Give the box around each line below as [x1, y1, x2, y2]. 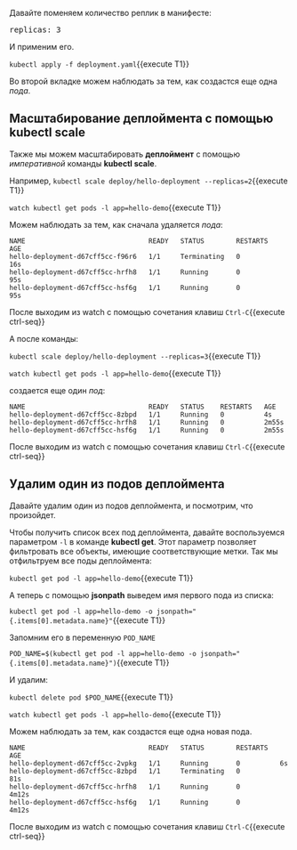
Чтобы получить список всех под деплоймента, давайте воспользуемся [9, 527, 285, 538]
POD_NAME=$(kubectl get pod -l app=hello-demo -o [9, 649, 197, 658]
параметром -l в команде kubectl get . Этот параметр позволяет [9, 536, 257, 546]
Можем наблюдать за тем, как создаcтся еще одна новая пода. [9, 725, 253, 737]
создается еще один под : [9, 385, 106, 395]
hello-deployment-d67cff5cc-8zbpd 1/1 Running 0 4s [9, 409, 273, 419]
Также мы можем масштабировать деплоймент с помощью [9, 149, 240, 159]
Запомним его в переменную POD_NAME [9, 632, 156, 643]
